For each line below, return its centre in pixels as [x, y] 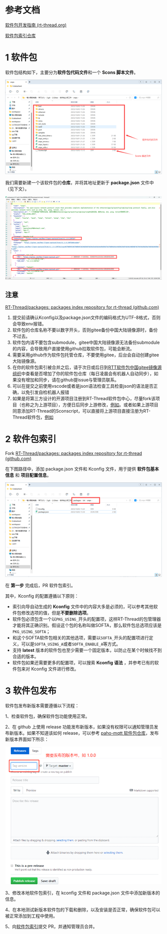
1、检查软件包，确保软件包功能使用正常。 [47, 716]
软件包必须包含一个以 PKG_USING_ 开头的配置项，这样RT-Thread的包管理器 [86, 619]
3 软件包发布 [31, 691]
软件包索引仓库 [20, 35]
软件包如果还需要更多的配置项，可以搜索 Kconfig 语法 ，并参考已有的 [83, 662]
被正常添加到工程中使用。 [31, 916]
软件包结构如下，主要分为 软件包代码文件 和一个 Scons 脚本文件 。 [72, 72]
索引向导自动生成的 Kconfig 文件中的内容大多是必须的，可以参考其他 [83, 607]
